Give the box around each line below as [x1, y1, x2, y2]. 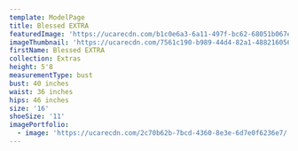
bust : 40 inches [9, 79, 69, 88]
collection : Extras [9, 54, 82, 63]
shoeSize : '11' [9, 112, 66, 121]
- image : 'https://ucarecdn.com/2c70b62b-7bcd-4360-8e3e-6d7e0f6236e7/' [17, 129, 292, 138]
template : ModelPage [9, 12, 86, 22]
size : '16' [9, 104, 50, 113]
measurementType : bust [9, 71, 93, 80]
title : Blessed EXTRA [9, 21, 90, 30]
